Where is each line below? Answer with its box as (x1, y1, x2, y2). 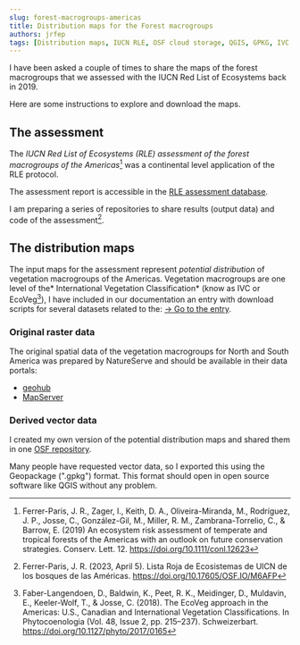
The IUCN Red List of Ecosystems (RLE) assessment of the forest (9, 148, 250, 159)
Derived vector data (9, 415, 97, 427)
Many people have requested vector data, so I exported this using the (9, 461, 265, 472)
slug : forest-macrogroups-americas (9, 13, 142, 22)
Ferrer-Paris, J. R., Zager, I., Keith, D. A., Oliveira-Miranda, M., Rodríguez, (21, 506, 290, 516)
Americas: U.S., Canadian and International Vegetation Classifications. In (21, 607, 290, 617)
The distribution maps (9, 240, 136, 255)
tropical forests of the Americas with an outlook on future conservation (21, 534, 284, 545)
